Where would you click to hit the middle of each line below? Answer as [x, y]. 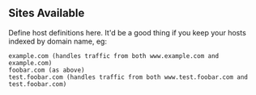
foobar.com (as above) [47, 70]
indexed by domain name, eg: [58, 41]
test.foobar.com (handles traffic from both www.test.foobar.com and [128, 77]
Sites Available [47, 13]
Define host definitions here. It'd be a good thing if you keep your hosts [128, 32]
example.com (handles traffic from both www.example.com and [114, 56]
